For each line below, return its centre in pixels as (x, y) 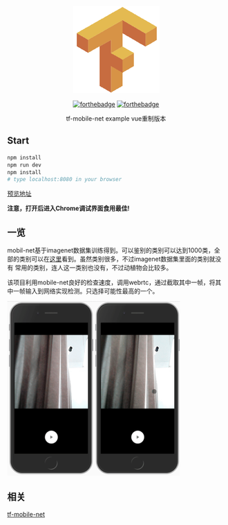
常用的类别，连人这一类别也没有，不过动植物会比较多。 (94, 268)
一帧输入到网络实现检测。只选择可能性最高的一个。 (86, 291)
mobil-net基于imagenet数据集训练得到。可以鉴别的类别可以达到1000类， (111, 250)
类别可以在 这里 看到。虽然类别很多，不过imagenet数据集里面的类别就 (117, 259)
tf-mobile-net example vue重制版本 (116, 119)
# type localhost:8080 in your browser (65, 180)
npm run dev (24, 165)
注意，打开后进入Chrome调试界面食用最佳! (68, 208)
